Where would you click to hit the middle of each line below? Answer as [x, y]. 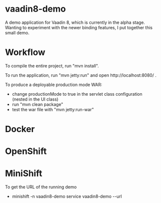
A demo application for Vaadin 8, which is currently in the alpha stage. [75, 22]
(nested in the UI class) [35, 99]
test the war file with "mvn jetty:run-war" [53, 109]
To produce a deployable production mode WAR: [54, 85]
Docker [20, 129]
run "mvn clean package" [38, 104]
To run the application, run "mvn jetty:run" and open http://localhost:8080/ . [81, 75]
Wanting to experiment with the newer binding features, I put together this [79, 27]
